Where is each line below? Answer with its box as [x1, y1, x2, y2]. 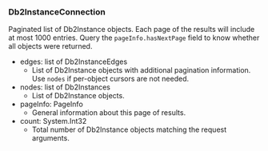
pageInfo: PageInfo [19, 99, 84, 109]
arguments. [31, 133, 70, 143]
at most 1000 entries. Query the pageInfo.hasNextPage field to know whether [8, 33, 260, 42]
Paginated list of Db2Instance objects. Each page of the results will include [8, 25, 255, 34]
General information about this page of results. [31, 108, 186, 117]
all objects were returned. [8, 42, 93, 51]
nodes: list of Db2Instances [19, 82, 110, 92]
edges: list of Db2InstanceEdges [19, 57, 128, 66]
